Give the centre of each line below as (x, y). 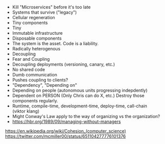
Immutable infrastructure (37, 33)
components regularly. (35, 101)
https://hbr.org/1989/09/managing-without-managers (66, 121)
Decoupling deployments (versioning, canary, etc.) (64, 64)
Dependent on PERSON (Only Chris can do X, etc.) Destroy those (78, 96)
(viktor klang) (26, 111)
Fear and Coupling (31, 59)
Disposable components (37, 38)
